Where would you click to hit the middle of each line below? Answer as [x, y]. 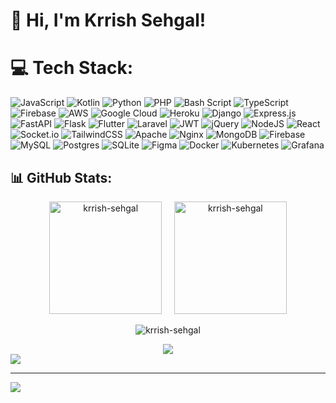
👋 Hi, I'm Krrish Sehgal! [108, 20]
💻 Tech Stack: [72, 68]
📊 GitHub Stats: [61, 177]
